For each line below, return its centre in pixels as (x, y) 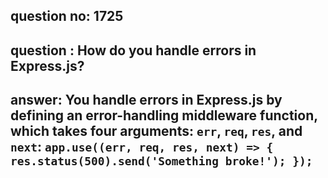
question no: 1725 (67, 16)
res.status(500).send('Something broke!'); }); (161, 161)
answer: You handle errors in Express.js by (146, 100)
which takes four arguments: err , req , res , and (156, 131)
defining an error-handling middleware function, (164, 115)
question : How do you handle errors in (133, 50)
